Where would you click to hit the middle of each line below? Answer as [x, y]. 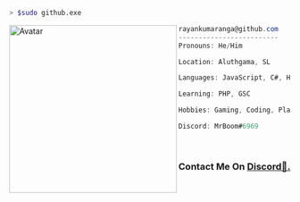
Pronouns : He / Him [210, 46]
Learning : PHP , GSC [214, 94]
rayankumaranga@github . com [228, 29]
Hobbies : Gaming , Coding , [226, 110]
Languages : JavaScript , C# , [230, 78]
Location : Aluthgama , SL [224, 62]
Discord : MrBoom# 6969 [218, 126]
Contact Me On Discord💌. [234, 166]
